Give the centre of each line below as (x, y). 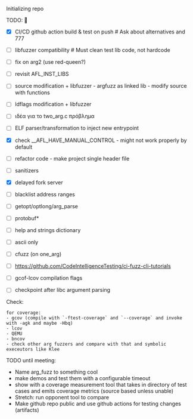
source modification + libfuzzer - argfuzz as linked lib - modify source (101, 86)
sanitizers (27, 170)
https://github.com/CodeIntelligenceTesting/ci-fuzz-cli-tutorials (93, 266)
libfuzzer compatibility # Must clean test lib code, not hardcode (93, 50)
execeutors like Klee (33, 349)
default (24, 147)
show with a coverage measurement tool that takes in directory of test (101, 385)
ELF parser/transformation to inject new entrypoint (77, 128)
